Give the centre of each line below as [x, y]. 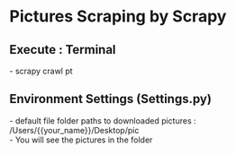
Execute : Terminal [63, 50]
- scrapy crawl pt [41, 71]
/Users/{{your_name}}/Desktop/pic [74, 130]
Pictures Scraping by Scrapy [118, 17]
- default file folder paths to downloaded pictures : [103, 120]
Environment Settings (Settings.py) [110, 99]
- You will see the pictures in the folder [81, 140]
